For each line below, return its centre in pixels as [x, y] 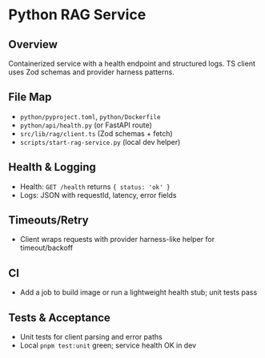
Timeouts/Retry [49, 221]
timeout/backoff [46, 248]
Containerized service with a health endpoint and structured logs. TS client [132, 63]
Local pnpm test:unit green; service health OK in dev [108, 345]
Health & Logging [52, 167]
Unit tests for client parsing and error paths [91, 337]
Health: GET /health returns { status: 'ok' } [95, 187]
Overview [33, 44]
